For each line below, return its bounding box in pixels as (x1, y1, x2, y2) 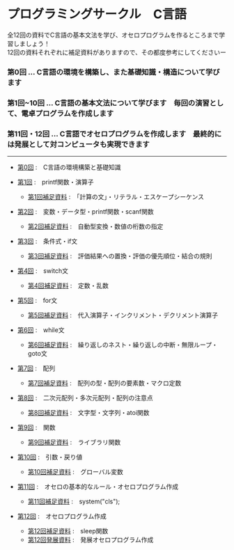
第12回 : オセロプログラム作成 (17, 512, 107, 521)
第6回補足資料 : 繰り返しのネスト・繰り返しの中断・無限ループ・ (27, 340, 218, 349)
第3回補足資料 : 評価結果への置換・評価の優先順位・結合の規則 (27, 252, 212, 260)
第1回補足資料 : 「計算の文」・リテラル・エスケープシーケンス (27, 193, 204, 201)
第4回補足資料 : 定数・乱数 (27, 281, 109, 290)
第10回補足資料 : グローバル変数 (27, 468, 123, 476)
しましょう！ (13, 39, 50, 47)
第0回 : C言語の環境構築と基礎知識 (17, 163, 121, 171)
